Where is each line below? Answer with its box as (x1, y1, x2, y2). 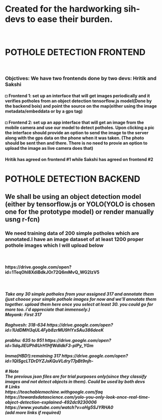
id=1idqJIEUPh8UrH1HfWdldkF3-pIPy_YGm (5, 343, 94, 349)
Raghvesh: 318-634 (5, 322, 46, 328)
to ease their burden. (27, 14, 113, 25)
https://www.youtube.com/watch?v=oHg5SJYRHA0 (5, 404, 114, 410)
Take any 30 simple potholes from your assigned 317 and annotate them (5, 291, 154, 297)
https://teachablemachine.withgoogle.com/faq (5, 389, 103, 395)
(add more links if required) (5, 410, 61, 416)
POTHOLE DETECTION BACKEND (5, 173, 140, 184)
